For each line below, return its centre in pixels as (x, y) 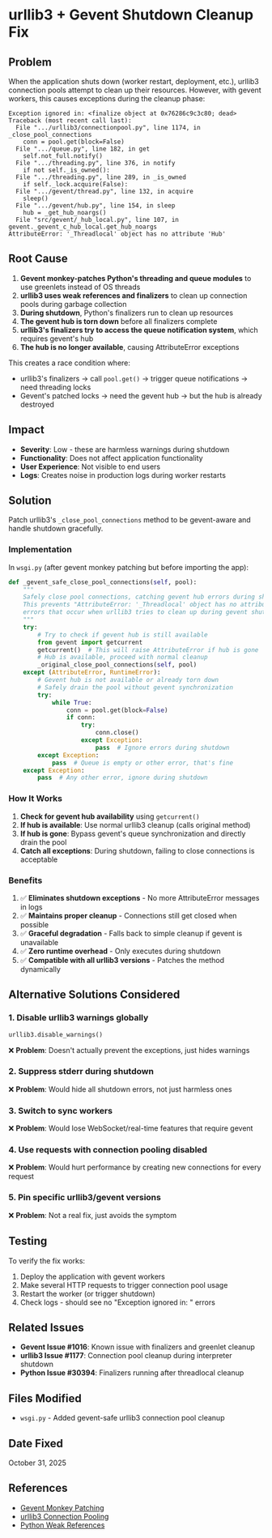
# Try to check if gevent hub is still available (123, 635)
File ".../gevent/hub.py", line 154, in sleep (96, 206)
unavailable (39, 942)
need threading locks (55, 387)
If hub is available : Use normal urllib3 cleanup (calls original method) (135, 824)
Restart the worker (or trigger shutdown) (87, 1293)
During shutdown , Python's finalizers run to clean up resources (126, 313)
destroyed (37, 404)
